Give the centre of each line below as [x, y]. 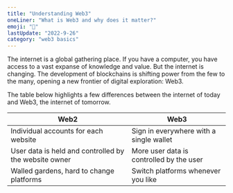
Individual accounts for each [57, 131]
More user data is [160, 151]
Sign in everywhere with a [174, 131]
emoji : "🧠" [23, 26]
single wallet [152, 140]
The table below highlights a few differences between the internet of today [114, 95]
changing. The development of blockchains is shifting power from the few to [116, 74]
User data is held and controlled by [68, 151]
